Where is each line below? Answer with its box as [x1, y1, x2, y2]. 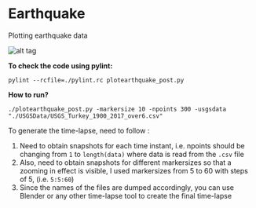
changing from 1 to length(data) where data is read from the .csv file [19, 149, 245, 159]
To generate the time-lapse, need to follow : [8, 126, 150, 135]
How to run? [8, 89, 49, 99]
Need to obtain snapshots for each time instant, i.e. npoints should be [19, 140, 245, 150]
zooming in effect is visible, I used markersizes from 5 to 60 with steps [19, 166, 249, 175]
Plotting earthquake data [8, 31, 88, 40]
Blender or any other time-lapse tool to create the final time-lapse [19, 191, 232, 200]
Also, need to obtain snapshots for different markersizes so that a [19, 158, 232, 167]
